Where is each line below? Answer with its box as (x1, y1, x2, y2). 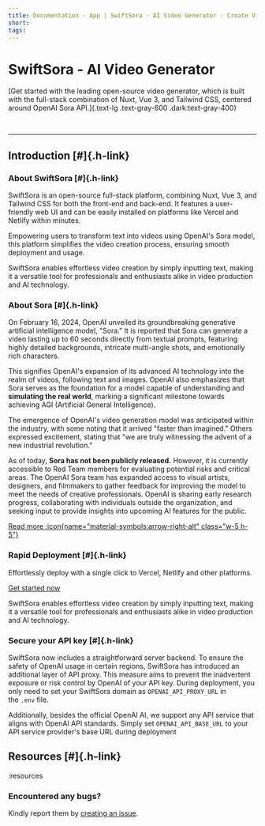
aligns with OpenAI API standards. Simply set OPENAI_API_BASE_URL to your (8, 719, 248, 728)
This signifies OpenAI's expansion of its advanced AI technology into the (8, 367, 244, 376)
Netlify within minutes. (8, 216, 81, 225)
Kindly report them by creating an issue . (8, 809, 139, 818)
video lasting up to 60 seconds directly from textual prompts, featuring (8, 334, 238, 344)
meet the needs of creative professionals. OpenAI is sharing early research (8, 489, 252, 499)
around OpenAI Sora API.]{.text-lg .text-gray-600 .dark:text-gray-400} (8, 104, 237, 113)
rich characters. (8, 351, 60, 360)
